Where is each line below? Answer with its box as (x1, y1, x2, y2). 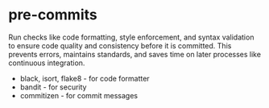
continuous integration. (8, 58, 85, 68)
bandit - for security (19, 82, 87, 92)
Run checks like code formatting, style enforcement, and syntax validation (8, 32, 255, 42)
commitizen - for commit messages (19, 90, 139, 100)
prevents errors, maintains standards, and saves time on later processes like (8, 49, 262, 59)
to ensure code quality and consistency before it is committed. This (8, 40, 232, 50)
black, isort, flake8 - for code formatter (19, 73, 151, 83)
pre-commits (8, 6, 98, 24)
